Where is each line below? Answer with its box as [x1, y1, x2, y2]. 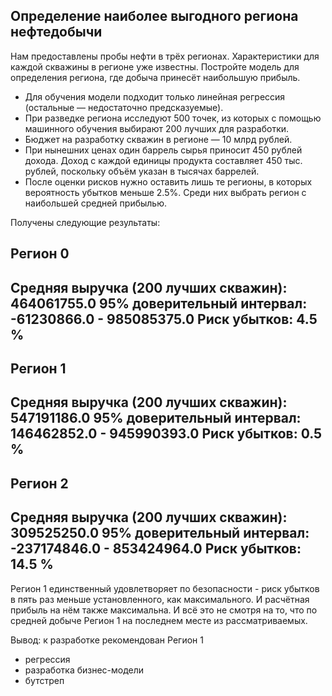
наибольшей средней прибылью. [24, 197, 167, 209]
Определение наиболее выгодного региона [10, 8, 299, 25]
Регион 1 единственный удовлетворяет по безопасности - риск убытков [10, 582, 320, 594]
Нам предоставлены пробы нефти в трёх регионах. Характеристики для [10, 50, 320, 62]
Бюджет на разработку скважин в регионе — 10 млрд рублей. [24, 133, 293, 145]
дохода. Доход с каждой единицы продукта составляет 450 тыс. [24, 154, 303, 166]
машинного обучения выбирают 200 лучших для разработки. [24, 122, 290, 134]
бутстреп [24, 674, 65, 686]
